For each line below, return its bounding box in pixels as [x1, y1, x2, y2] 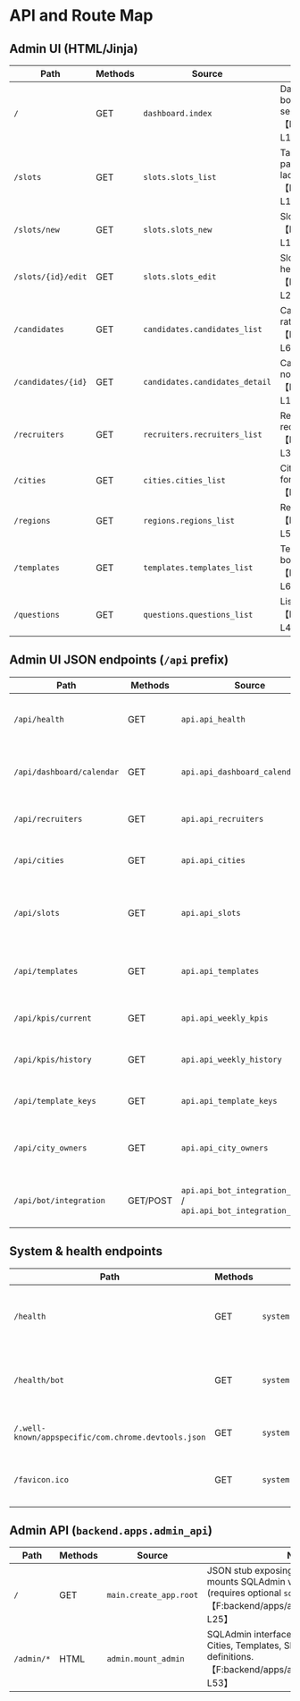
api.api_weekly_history [181, 1054, 283, 1064]
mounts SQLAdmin [206, 1576, 286, 1588]
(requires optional [206, 1586, 282, 1599]
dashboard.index [143, 108, 212, 118]
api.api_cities [181, 855, 246, 865]
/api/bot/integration [13, 1195, 105, 1205]
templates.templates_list [143, 563, 254, 573]
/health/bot [13, 1375, 65, 1385]
